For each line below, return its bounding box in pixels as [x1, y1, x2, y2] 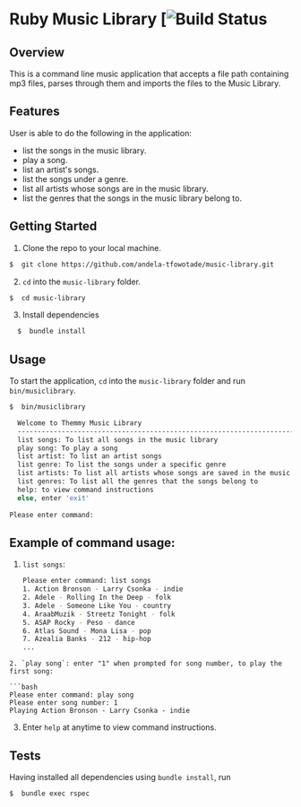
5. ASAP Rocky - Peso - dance [21, 618, 136, 627]
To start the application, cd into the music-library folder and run [9, 376, 246, 386]
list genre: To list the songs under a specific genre [17, 460, 227, 470]
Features [9, 104, 60, 119]
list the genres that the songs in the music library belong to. [21, 193, 242, 204]
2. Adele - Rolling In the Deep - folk [21, 593, 172, 602]
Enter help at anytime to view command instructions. [21, 722, 217, 733]
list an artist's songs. [21, 164, 99, 175]
